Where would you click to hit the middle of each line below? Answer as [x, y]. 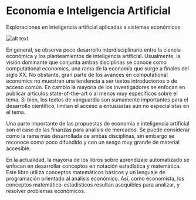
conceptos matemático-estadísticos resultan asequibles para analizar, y [93, 184]
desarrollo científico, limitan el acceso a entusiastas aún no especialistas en [98, 106]
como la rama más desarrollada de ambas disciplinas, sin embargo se [90, 135]
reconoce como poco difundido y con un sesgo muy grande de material [93, 142]
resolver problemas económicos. [46, 191]
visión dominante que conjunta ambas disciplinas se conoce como [87, 62]
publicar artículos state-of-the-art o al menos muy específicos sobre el [92, 93]
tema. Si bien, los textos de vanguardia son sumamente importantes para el [97, 99]
